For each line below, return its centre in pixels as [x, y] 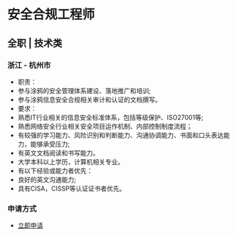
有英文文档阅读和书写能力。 [58, 153]
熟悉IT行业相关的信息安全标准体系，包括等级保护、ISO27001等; [110, 117]
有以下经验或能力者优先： [55, 171]
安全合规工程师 [51, 15]
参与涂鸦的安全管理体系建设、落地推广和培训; [84, 90]
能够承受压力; [50, 144]
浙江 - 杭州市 [29, 65]
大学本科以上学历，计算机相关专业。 [71, 161]
